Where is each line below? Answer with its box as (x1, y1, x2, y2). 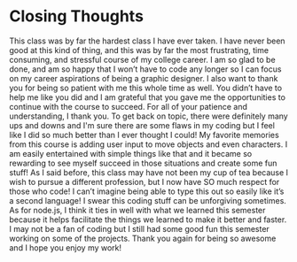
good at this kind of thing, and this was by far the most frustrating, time (9, 44, 269, 55)
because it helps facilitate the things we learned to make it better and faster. (9, 214, 287, 225)
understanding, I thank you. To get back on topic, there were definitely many (9, 111, 288, 121)
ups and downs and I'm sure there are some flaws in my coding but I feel (9, 119, 275, 130)
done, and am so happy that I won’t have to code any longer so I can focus (9, 64, 282, 74)
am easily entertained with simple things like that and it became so (9, 148, 253, 158)
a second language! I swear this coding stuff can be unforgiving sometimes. (9, 195, 286, 205)
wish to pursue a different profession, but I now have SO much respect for (9, 176, 280, 187)
